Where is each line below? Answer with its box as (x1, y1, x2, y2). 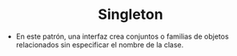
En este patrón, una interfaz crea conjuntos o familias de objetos (15, 32, 230, 41)
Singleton (98, 6, 163, 24)
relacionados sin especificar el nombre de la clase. (15, 39, 184, 49)
